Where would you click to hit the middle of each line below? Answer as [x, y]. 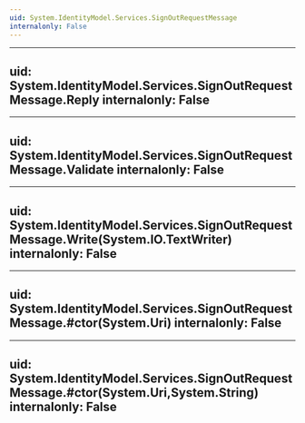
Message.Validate [62, 169]
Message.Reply [54, 99]
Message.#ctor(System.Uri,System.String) [134, 393]
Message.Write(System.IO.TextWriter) [121, 239]
